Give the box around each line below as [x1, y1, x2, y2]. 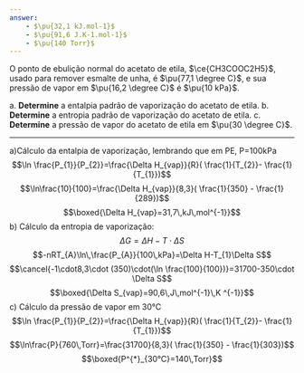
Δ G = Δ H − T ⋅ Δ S [119, 235, 185, 246]
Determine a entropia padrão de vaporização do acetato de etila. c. [9, 110, 261, 120]
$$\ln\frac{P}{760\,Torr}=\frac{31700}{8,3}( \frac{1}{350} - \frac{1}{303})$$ [9, 340, 295, 350]
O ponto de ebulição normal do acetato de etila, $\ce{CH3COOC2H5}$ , [9, 63, 276, 74]
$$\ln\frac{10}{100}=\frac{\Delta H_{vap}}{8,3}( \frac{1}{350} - [19, 183, 255, 195]
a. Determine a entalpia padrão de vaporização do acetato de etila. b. [9, 100, 270, 111]
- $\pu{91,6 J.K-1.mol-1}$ [25, 30, 128, 39]
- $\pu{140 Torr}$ [25, 38, 95, 48]
